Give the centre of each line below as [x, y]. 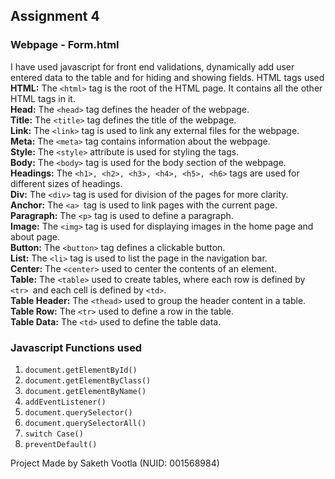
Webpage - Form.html [65, 45]
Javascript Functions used [76, 347]
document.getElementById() [81, 370]
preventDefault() [61, 444]
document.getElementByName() [85, 391]
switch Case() [54, 434]
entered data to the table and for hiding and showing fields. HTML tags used [167, 77]
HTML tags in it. [43, 98]
